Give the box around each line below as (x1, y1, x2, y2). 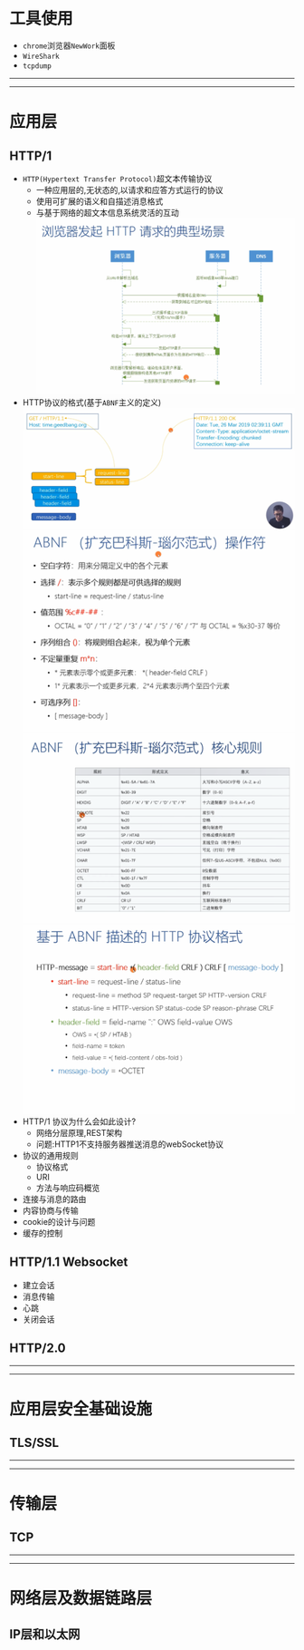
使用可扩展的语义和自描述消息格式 (35, 196, 164, 207)
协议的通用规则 (22, 1150, 79, 1160)
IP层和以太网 (9, 1626, 81, 1642)
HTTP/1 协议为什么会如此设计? (22, 1116, 137, 1127)
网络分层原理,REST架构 (35, 1127, 123, 1138)
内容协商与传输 (22, 1205, 79, 1216)
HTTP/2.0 (9, 1341, 66, 1356)
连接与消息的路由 (22, 1193, 87, 1204)
